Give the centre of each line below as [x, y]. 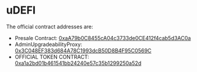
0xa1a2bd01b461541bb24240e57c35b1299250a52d [78, 63]
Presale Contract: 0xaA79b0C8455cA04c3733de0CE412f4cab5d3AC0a [103, 38]
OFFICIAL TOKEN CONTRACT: [52, 57]
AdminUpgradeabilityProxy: [48, 44]
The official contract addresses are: [50, 27]
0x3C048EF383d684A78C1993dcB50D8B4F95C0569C [83, 50]
